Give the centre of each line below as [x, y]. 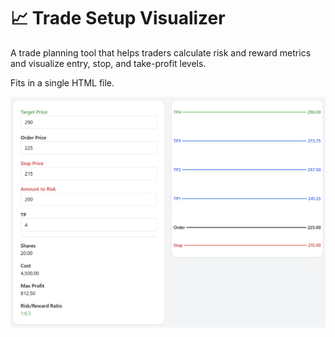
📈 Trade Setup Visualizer [118, 18]
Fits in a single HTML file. [62, 82]
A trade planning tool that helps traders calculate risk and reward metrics [161, 52]
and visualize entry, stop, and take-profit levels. [108, 63]
